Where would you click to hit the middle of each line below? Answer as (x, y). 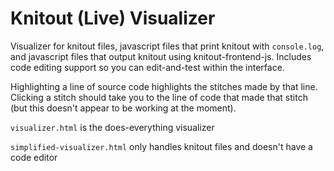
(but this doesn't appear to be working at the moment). (123, 108)
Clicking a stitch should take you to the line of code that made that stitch (159, 97)
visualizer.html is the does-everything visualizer (112, 127)
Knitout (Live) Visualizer (113, 18)
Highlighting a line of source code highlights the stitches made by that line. (164, 86)
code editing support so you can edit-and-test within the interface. (147, 67)
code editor (34, 157)
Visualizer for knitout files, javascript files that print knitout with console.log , (167, 46)
